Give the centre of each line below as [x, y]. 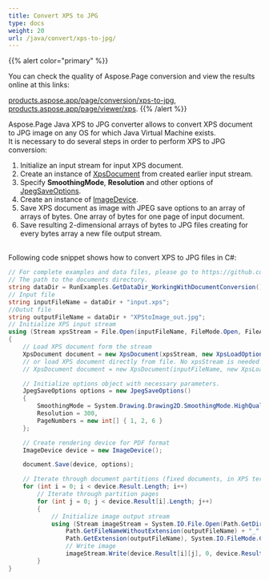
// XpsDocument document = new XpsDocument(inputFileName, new [130, 369]
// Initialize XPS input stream [62, 324]
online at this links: [39, 85]
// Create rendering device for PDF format [96, 443]
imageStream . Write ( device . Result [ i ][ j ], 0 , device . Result [164, 554]
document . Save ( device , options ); [78, 465]
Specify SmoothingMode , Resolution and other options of [116, 183]
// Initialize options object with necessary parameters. [121, 384]
